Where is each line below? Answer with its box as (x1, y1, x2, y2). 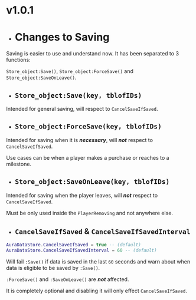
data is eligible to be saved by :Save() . (6, 265, 100, 272)
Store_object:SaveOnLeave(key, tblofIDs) (14, 177, 170, 186)
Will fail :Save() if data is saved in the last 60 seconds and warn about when (6, 258, 191, 265)
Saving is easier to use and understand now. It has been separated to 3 (6, 50, 179, 57)
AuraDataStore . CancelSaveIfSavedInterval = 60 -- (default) (6, 248, 158, 253)
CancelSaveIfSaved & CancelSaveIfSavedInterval (14, 226, 191, 236)
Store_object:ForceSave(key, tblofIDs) (14, 122, 162, 131)
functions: (6, 57, 31, 64)
